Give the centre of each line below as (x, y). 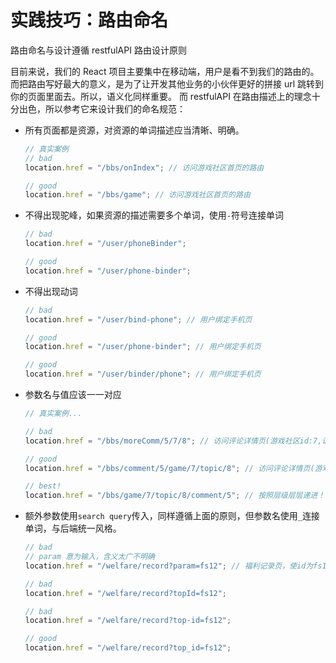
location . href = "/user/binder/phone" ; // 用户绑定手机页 (143, 374)
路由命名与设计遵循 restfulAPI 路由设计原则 (98, 50)
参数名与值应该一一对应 (73, 395)
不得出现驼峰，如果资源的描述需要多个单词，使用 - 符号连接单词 (154, 215)
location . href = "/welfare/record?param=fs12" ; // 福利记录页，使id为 (169, 566)
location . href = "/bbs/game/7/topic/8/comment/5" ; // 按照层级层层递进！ (175, 496)
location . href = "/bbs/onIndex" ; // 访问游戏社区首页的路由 (144, 167)
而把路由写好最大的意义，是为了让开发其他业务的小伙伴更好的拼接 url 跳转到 (167, 83)
